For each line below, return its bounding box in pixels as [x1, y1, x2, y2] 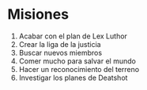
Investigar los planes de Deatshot [18, 73, 128, 82]
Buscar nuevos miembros [18, 48, 103, 57]
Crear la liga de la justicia [18, 39, 101, 49]
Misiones [7, 5, 69, 23]
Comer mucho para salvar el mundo [18, 56, 136, 66]
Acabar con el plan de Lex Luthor [18, 31, 128, 41]
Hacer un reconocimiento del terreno [18, 64, 140, 74]
